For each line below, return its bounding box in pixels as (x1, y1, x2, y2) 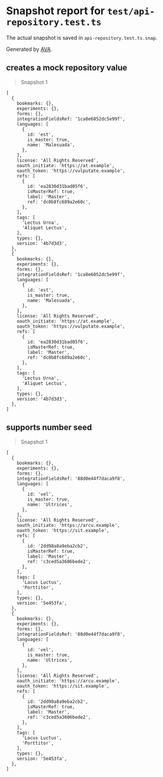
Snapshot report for (6, 4, 105, 18)
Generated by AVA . (6, 46, 53, 53)
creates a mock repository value (6, 63, 128, 73)
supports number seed (6, 423, 93, 433)
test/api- (107, 6, 155, 17)
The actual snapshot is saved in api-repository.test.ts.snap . (6, 34, 158, 41)
